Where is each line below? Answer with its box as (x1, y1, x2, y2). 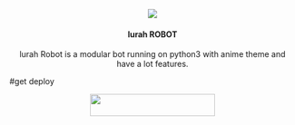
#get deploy (9, 76, 54, 87)
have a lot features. (116, 59, 189, 70)
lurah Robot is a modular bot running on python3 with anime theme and (19, 49, 286, 60)
